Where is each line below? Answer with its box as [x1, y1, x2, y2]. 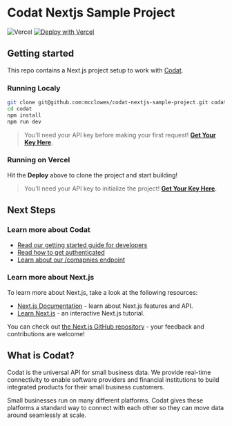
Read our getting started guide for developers [17, 240, 148, 249]
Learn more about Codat [7, 225, 91, 235]
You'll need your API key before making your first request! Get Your [23, 130, 216, 139]
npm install [7, 112, 41, 119]
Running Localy [7, 83, 61, 93]
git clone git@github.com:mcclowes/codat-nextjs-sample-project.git [7, 99, 209, 106]
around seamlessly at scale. [7, 411, 87, 419]
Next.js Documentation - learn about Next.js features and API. [17, 302, 193, 310]
